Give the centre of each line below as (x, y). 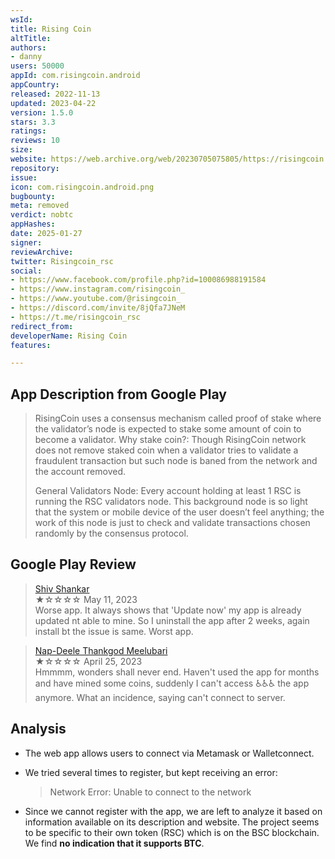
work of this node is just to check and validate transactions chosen (172, 523)
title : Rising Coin (51, 29)
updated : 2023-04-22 (53, 103)
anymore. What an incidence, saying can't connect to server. (160, 697)
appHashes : (33, 224)
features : (31, 345)
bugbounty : (33, 196)
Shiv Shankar (62, 588)
